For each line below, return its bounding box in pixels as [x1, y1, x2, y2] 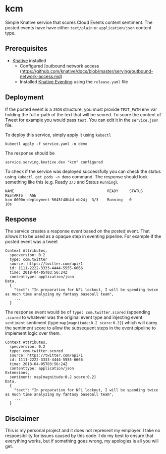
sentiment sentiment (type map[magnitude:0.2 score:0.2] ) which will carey [5, 320, 158, 326]
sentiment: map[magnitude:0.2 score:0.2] [9, 375, 97, 380]
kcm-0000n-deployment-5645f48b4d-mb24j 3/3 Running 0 [5, 197, 132, 202]
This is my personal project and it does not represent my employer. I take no [5, 428, 161, 434]
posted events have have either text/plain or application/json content [5, 24, 152, 30]
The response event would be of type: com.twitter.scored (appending [5, 309, 151, 315]
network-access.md [19, 73, 61, 79]
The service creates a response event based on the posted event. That [5, 228, 150, 234]
